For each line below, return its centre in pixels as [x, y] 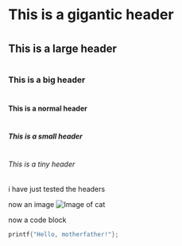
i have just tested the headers [57, 189]
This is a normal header [48, 108]
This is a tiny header [42, 164]
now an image [31, 204]
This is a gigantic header [91, 15]
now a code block [37, 220]
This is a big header [47, 80]
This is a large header [63, 49]
